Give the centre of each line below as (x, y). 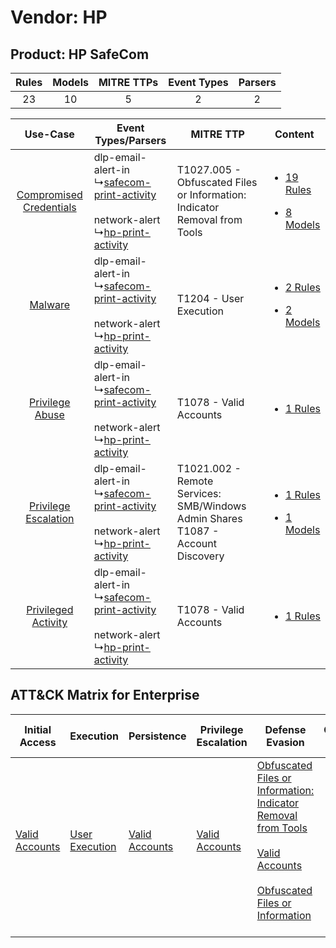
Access (38, 742)
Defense (285, 729)
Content (294, 134)
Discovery (200, 556)
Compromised (49, 194)
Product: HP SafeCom (80, 54)
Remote (195, 481)
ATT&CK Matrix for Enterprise (105, 695)
